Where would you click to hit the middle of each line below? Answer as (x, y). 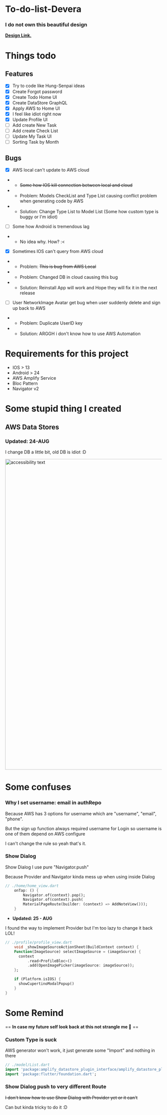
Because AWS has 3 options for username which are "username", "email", (81, 813)
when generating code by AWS (51, 201)
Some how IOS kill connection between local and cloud (76, 185)
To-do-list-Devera (43, 9)
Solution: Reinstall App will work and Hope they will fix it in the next (88, 288)
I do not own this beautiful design (46, 25)
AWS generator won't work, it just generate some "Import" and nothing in (80, 1050)
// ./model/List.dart (28, 1065)
